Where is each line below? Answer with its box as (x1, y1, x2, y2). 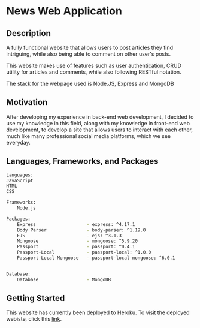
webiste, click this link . (6, 315, 62, 323)
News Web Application (6, 4, 123, 18)
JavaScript (6, 177, 34, 183)
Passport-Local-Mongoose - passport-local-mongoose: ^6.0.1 (17, 255, 175, 261)
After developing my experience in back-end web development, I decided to (6, 113, 194, 121)
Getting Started (6, 293, 65, 303)
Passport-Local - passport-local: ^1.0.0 (17, 249, 151, 255)
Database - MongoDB (17, 276, 111, 282)
